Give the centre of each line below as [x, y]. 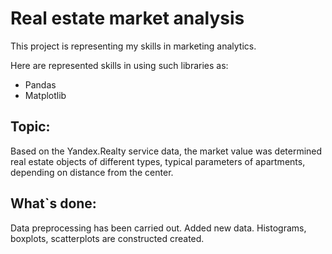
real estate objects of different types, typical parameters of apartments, [158, 161]
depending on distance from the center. [92, 172]
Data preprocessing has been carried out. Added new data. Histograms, [158, 228]
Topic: [30, 127]
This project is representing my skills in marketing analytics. [133, 46]
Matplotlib [45, 95]
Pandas [40, 84]
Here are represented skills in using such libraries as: [119, 65]
